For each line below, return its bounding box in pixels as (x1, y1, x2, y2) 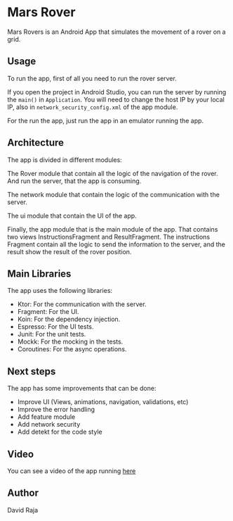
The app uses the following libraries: (7, 287, 113, 295)
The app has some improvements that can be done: (7, 384, 157, 393)
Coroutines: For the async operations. (17, 345, 127, 353)
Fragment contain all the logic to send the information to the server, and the (7, 240, 226, 249)
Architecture (7, 137, 65, 149)
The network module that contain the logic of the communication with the (7, 190, 220, 199)
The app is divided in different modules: (7, 156, 123, 164)
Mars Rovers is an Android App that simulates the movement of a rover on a (7, 27, 226, 36)
